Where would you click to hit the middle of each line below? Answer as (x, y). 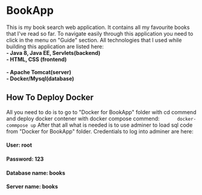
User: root (19, 145)
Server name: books (32, 187)
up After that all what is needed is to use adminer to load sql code (112, 125)
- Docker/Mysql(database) (40, 78)
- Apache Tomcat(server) (39, 72)
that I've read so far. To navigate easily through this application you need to (100, 33)
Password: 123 (25, 159)
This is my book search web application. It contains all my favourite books (98, 27)
